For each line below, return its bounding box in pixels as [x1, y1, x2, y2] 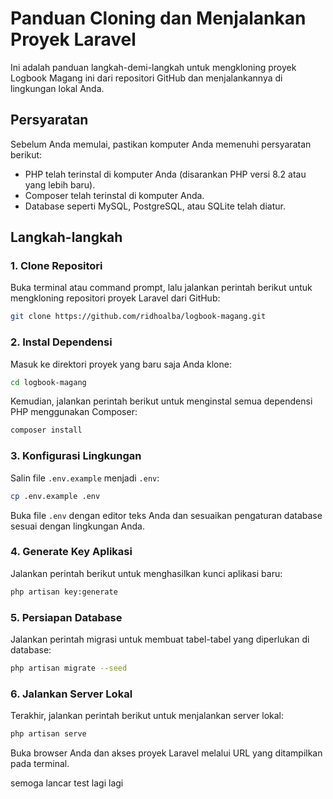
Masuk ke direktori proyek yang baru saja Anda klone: [10, 358, 232, 370]
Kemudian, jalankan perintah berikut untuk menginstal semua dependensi [10, 395, 313, 407]
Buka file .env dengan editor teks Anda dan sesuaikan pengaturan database [10, 509, 323, 521]
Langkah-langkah [10, 229, 123, 246]
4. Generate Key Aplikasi [10, 545, 133, 559]
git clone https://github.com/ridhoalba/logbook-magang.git [10, 312, 267, 322]
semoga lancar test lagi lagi [10, 777, 124, 789]
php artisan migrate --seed [10, 663, 128, 673]
